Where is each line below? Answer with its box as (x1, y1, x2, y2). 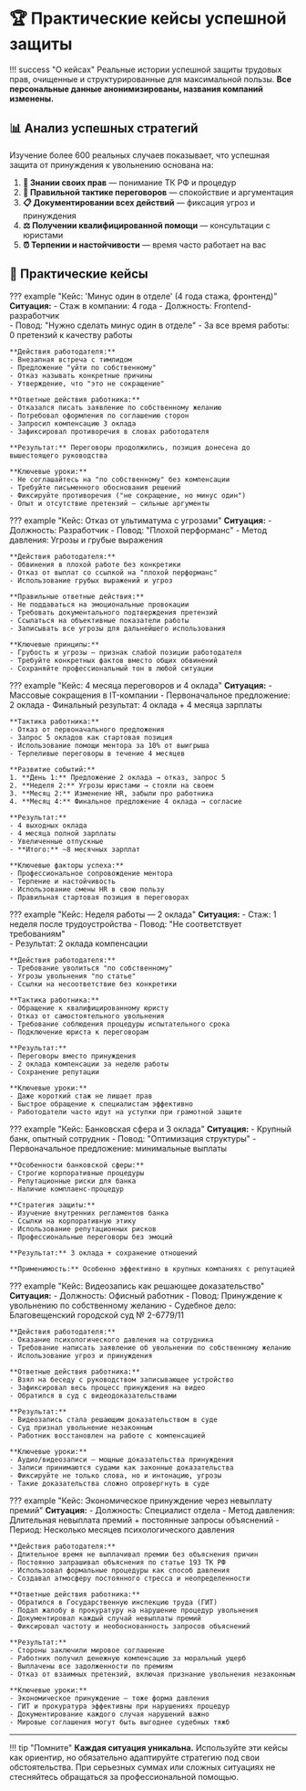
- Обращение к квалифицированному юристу (9, 1003, 169, 1013)
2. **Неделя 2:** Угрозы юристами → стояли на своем (9, 781, 214, 790)
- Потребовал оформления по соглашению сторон (9, 411, 189, 420)
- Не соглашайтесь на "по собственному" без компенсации (9, 475, 230, 484)
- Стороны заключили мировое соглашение (9, 1646, 166, 1655)
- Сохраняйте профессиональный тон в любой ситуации (9, 664, 214, 673)
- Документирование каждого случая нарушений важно (9, 1710, 209, 1719)
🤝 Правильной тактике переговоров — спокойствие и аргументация (22, 186, 294, 197)
